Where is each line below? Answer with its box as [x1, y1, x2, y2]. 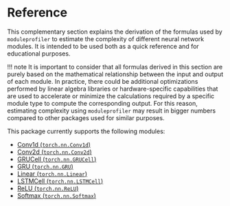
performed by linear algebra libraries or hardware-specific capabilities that [7, 84, 218, 93]
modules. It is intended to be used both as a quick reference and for [7, 42, 199, 50]
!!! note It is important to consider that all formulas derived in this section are [7, 62, 223, 71]
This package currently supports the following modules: [7, 127, 165, 135]
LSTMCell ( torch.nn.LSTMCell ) [16, 176, 104, 185]
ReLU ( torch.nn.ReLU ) [16, 184, 79, 192]
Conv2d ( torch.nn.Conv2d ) [16, 148, 93, 156]
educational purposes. [7, 49, 71, 58]
